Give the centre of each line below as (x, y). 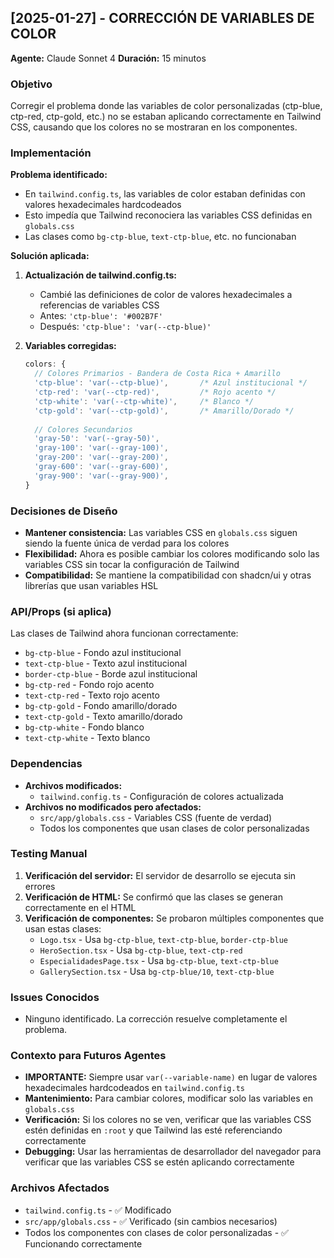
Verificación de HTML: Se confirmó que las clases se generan (153, 897)
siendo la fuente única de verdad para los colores (127, 543)
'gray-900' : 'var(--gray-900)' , (101, 476)
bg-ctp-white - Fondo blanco (84, 727)
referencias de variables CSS (99, 305)
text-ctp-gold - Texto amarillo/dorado (103, 717)
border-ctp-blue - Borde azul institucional (111, 674)
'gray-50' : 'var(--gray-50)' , (97, 439)
